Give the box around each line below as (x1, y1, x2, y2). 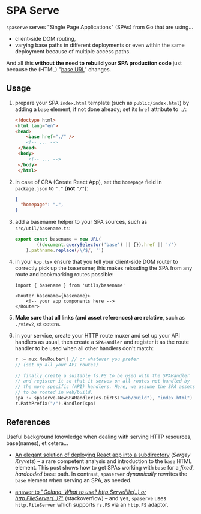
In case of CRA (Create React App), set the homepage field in (14, 178, 162, 185)
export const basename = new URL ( (14, 236, 101, 242)
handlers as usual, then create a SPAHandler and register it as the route (14, 338, 189, 345)
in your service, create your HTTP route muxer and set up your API (14, 332, 180, 339)
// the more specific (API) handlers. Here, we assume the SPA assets (14, 384, 196, 390)
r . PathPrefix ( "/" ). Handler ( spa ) (14, 400, 96, 407)
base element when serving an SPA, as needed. (14, 476, 132, 483)
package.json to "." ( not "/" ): (14, 184, 88, 192)
